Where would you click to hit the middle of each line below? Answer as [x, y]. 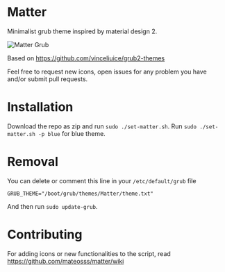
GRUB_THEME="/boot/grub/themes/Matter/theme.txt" [81, 194]
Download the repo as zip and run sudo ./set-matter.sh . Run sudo [102, 126]
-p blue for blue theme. [72, 133]
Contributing [45, 235]
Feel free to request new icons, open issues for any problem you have [107, 71]
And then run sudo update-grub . [53, 206]
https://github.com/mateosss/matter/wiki [66, 261]
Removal [33, 162]
